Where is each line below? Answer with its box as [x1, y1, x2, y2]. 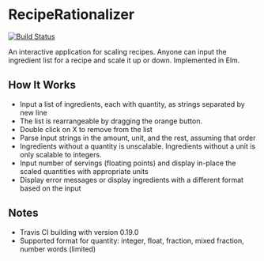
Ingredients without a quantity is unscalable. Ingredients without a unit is [19, 141, 256, 151]
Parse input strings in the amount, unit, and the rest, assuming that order [19, 133, 256, 142]
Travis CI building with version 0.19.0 [19, 227, 139, 236]
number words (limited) [19, 244, 96, 254]
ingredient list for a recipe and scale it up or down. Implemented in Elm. [8, 55, 240, 65]
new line [19, 108, 47, 117]
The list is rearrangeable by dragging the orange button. [19, 116, 203, 126]
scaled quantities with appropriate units [19, 166, 149, 176]
